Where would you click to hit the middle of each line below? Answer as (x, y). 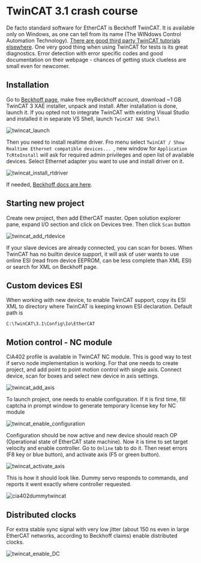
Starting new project (45, 204)
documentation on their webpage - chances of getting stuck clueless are (96, 60)
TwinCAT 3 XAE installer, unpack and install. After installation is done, (92, 106)
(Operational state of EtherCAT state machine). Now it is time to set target (97, 442)
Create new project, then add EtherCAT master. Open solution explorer (94, 218)
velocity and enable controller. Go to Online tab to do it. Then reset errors (97, 448)
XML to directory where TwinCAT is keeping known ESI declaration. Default (99, 306)
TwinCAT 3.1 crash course (72, 11)
